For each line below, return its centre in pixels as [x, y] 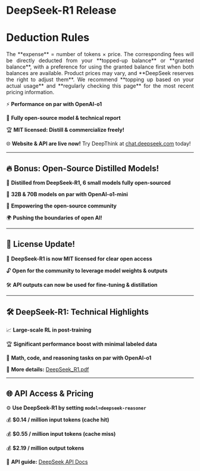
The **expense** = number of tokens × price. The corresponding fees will [100, 54]
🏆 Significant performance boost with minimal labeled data [82, 344]
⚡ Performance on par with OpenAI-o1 [54, 104]
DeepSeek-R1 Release [61, 10]
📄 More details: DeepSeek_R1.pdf [48, 369]
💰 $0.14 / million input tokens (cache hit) [58, 420]
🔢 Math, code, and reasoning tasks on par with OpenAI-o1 [79, 358]
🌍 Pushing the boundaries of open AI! [54, 218]
